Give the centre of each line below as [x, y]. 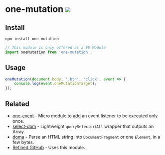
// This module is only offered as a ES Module [56, 48]
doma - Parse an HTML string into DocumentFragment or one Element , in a [86, 137]
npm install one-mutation [32, 39]
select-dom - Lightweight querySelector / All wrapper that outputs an [83, 126]
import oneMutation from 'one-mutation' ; [49, 52]
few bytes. [23, 142]
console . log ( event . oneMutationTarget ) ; [56, 84]
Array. [19, 132]
